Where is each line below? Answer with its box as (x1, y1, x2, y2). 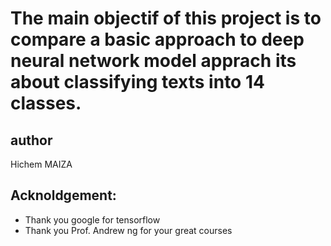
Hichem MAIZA (10, 158, 73, 170)
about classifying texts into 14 (10, 71, 265, 94)
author (10, 132, 53, 149)
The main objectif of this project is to (10, 7, 322, 30)
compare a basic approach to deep (10, 28, 305, 51)
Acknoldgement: (10, 187, 117, 204)
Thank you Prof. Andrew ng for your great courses (24, 224, 233, 236)
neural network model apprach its (10, 50, 297, 72)
